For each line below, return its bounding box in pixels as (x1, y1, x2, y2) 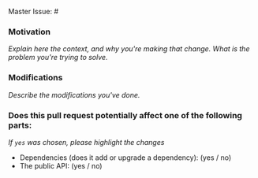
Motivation (8, 26, 51, 37)
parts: (8, 120, 32, 131)
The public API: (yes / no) (19, 161, 103, 170)
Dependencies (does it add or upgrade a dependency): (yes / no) (19, 153, 232, 162)
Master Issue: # (8, 7, 59, 16)
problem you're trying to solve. (8, 53, 108, 62)
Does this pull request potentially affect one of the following (8, 109, 243, 121)
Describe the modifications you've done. (8, 90, 140, 99)
